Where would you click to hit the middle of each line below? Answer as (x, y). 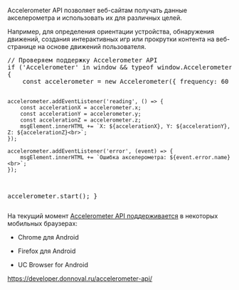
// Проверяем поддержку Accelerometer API (83, 60)
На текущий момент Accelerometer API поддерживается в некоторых (113, 216)
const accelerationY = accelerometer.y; (81, 114)
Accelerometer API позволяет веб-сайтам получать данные (97, 10)
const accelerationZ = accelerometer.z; (81, 120)
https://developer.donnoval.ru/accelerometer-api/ (80, 279)
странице (22, 47)
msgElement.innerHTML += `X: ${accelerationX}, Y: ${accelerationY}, (126, 127)
